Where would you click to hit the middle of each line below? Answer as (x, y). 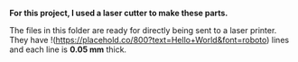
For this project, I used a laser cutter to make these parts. (119, 13)
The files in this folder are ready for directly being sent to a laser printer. (143, 30)
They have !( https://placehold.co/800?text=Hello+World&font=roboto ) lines (149, 40)
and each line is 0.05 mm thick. (68, 49)
